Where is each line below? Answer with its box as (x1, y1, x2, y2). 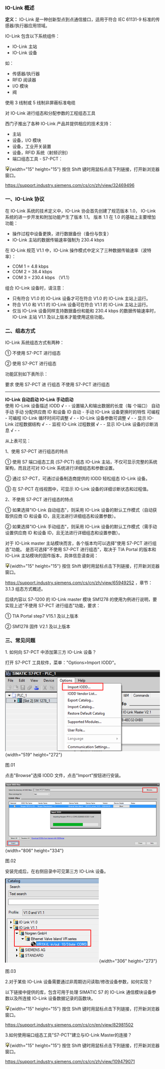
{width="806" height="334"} (5, 848, 64, 854)
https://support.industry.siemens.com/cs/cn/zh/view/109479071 (5, 1059, 135, 1065)
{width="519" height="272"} (5, 752, 62, 758)
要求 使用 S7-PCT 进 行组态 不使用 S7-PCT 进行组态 (5, 381, 110, 387)
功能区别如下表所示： (5, 371, 48, 377)
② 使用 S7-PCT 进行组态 (5, 360, 56, 366)
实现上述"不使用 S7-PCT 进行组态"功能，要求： (5, 602, 101, 608)
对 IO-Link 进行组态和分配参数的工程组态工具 (5, 110, 96, 116)
